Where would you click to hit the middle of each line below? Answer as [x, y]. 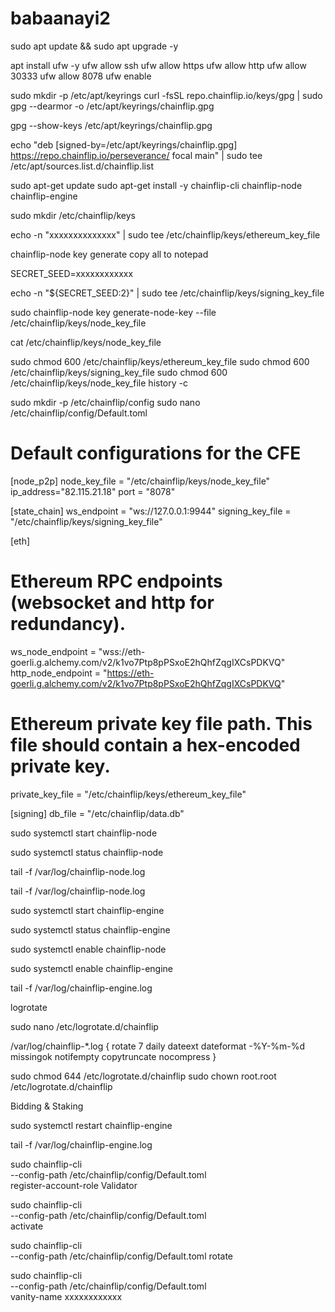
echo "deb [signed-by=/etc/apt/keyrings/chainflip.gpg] [124, 144]
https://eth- [130, 673]
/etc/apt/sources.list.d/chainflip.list [82, 166]
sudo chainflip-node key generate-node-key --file [113, 312]
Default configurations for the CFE [156, 453]
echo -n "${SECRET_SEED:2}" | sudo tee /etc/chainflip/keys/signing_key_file [167, 293]
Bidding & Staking [47, 1106]
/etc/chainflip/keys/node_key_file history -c [99, 383]
